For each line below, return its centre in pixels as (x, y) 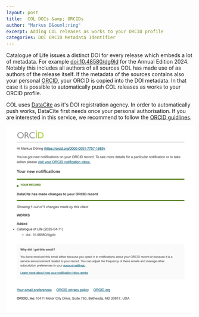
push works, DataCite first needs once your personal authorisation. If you (96, 111)
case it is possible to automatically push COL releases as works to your (94, 87)
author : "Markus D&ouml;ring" (44, 25)
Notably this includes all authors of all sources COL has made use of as (94, 68)
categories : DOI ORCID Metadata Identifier (61, 38)
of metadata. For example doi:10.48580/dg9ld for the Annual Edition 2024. (97, 62)
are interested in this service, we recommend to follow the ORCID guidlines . (99, 117)
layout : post (22, 12)
